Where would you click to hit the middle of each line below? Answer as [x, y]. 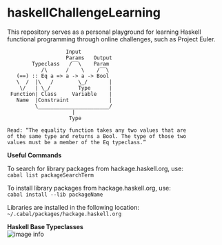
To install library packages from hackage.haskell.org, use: [89, 188]
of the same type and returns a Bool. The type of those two [97, 136]
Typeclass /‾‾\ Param [71, 63]
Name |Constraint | [64, 100]
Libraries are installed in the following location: [73, 207]
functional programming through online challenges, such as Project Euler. [111, 39]
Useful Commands [34, 155]
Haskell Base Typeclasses [46, 226]
